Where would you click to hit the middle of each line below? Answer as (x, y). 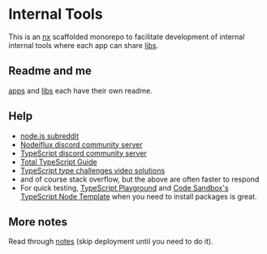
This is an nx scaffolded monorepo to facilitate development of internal (127, 37)
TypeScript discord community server (84, 153)
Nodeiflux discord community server (82, 144)
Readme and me (50, 71)
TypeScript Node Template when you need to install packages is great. (138, 196)
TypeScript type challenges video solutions (93, 170)
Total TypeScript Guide (58, 162)
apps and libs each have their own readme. (80, 90)
